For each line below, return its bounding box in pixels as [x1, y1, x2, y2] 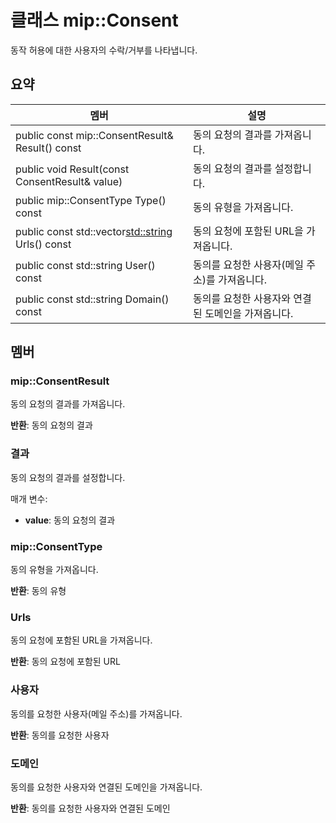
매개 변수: [10, 492, 48, 505]
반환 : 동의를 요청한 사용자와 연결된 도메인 [10, 802, 171, 814]
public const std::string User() [15, 258, 156, 272]
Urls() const [15, 237, 72, 251]
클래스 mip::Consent [10, 9, 179, 32]
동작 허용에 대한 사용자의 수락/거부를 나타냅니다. [10, 44, 198, 56]
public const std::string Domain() [15, 292, 170, 306]
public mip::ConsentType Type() [15, 193, 167, 207]
